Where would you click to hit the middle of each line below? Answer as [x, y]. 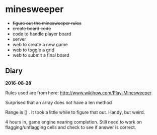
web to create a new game [40, 44]
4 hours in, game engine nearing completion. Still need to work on [74, 122]
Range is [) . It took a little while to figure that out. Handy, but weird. [75, 112]
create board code [32, 28]
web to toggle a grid [33, 50]
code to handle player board [42, 34]
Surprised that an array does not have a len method [59, 102]
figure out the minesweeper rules [47, 23]
